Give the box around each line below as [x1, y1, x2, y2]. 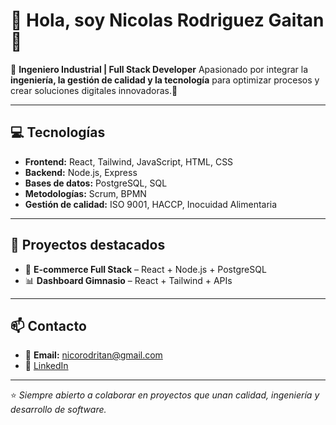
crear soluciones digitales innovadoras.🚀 [10, 84, 178, 96]
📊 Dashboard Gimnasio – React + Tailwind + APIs [24, 274, 233, 286]
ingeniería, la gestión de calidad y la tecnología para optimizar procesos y [10, 74, 320, 86]
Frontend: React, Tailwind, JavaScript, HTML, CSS [24, 155, 234, 168]
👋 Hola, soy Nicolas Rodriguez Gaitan [10, 9, 325, 32]
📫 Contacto [10, 317, 87, 334]
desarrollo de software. [10, 404, 107, 416]
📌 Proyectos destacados [10, 237, 166, 254]
